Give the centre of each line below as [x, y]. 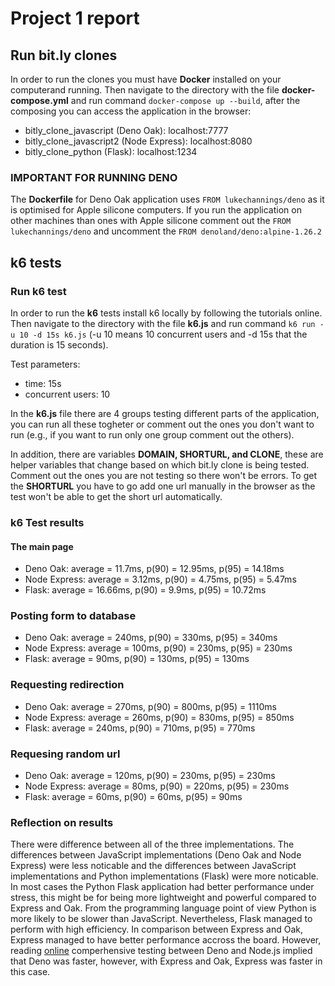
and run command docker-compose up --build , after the [185, 100]
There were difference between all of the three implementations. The [152, 844]
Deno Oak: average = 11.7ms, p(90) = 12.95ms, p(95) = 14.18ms [154, 569]
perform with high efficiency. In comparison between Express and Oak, [157, 929]
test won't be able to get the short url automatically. [116, 496]
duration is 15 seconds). [59, 344]
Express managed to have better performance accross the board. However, [166, 940]
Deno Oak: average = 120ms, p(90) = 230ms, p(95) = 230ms [150, 775]
